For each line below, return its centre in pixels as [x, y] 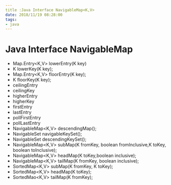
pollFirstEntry [27, 118]
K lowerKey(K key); [33, 69]
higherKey [23, 101]
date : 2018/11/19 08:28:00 [34, 15]
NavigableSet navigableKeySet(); [47, 134]
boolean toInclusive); [35, 150]
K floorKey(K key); [32, 80]
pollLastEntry [27, 123]
